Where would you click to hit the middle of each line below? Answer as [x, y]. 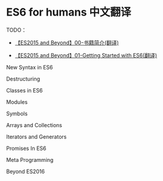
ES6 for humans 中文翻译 [69, 12]
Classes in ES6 [24, 90]
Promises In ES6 [26, 148]
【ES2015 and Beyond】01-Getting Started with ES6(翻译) [86, 55]
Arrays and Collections [34, 125]
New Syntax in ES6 [30, 67]
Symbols [17, 113]
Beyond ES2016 [25, 171]
